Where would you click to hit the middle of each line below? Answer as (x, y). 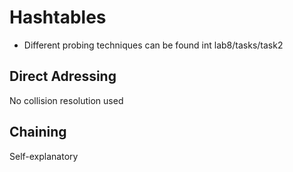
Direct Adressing (63, 76)
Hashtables (58, 17)
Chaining (38, 132)
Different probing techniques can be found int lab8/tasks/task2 (153, 45)
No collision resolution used (66, 100)
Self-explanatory (44, 156)
